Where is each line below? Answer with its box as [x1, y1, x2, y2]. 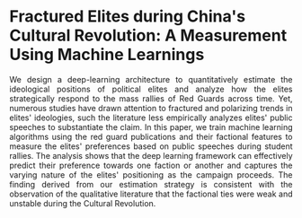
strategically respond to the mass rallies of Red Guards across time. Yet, [9, 92, 293, 104]
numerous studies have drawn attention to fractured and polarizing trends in [9, 102, 293, 113]
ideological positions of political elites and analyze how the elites [9, 83, 293, 94]
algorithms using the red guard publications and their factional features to [9, 131, 293, 142]
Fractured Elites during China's [9, 6, 245, 27]
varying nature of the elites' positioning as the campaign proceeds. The [9, 169, 293, 180]
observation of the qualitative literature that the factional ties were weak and [9, 188, 293, 199]
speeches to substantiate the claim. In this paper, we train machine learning [9, 121, 293, 132]
